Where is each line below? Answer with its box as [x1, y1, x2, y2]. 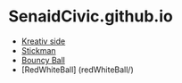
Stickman [21, 45, 56, 55]
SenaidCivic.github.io [8, 6, 173, 27]
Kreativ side [21, 36, 66, 46]
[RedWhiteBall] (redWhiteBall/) [21, 64, 135, 75]
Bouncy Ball [21, 54, 66, 65]
